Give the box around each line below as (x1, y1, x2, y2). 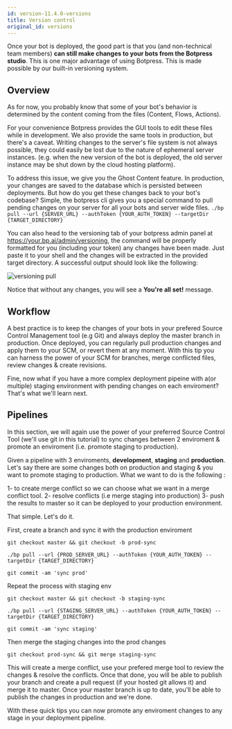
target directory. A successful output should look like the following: (7, 258, 199, 267)
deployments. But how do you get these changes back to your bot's (7, 189, 201, 197)
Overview (7, 84, 51, 96)
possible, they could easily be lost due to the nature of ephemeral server (7, 146, 215, 154)
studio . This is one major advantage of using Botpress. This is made (7, 57, 202, 65)
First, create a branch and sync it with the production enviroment (7, 526, 193, 534)
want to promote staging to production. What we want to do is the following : (7, 470, 226, 479)
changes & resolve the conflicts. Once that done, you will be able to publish (7, 671, 222, 679)
